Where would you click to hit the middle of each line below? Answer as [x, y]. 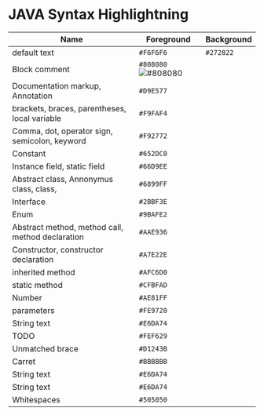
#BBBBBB [153, 361]
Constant [29, 153]
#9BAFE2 [153, 214]
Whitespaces [36, 399]
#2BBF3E [153, 201]
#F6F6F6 [153, 52]
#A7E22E [153, 254]
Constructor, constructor [58, 249]
